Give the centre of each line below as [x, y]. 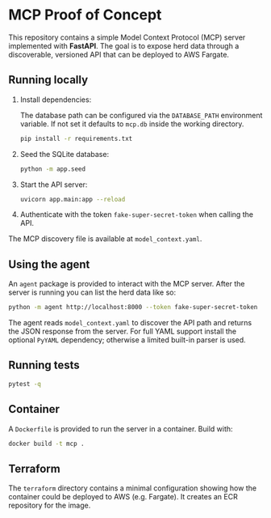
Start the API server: [54, 185]
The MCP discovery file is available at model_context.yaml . [105, 239]
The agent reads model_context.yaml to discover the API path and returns [130, 323]
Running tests [44, 365]
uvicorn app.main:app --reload [73, 199]
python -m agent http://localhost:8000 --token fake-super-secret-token [133, 308]
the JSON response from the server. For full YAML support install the [123, 331]
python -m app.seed [53, 169]
